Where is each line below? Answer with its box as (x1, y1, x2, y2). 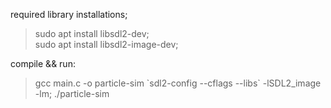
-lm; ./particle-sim (34, 88, 110, 99)
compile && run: (10, 58, 76, 69)
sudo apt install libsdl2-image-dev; (34, 39, 179, 50)
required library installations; (10, 9, 128, 20)
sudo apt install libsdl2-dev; (34, 28, 150, 39)
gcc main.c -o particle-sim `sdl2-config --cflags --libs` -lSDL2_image (34, 77, 322, 89)
